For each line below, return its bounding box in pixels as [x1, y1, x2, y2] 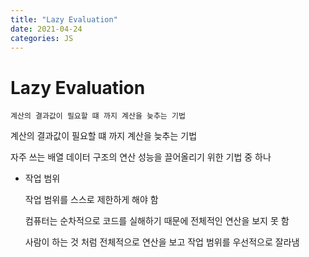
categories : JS [10, 33, 74, 43]
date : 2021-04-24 [10, 24, 83, 34]
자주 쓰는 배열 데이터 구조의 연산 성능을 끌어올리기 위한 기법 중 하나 [10, 151, 272, 163]
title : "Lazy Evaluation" [10, 14, 118, 25]
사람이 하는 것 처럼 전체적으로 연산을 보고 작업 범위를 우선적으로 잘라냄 [24, 236, 300, 248]
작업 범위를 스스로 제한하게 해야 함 [24, 194, 159, 206]
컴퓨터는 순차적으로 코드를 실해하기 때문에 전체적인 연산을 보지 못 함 [24, 215, 290, 227]
